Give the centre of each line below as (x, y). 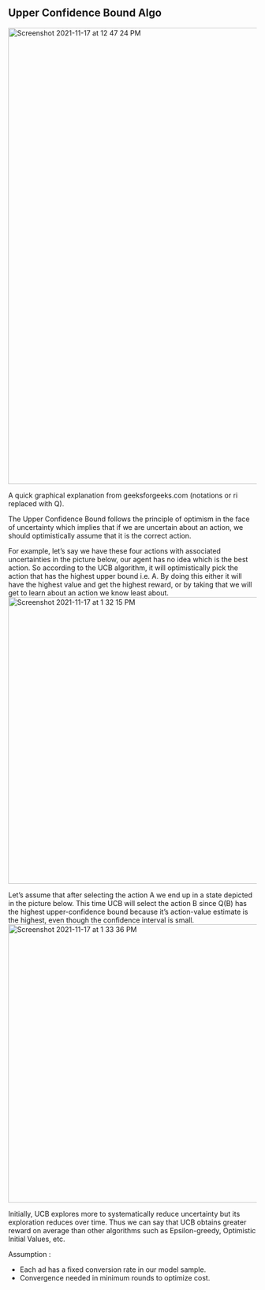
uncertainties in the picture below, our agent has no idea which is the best (128, 559)
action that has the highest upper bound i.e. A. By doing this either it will (125, 576)
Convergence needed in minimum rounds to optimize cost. (115, 1277)
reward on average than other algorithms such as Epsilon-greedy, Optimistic (132, 1230)
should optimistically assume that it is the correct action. (100, 535)
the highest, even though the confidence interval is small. (101, 920)
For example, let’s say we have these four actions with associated (114, 550)
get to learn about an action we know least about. (89, 593)
